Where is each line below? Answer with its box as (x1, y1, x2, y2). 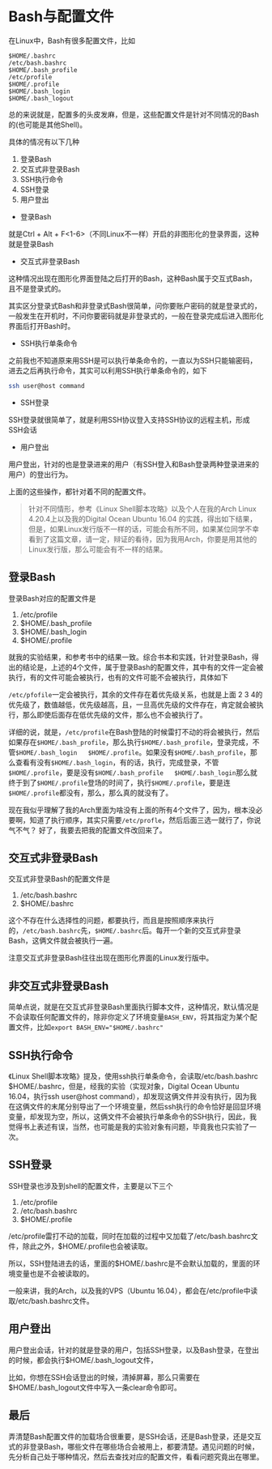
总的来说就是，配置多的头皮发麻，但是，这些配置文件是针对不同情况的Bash (8, 109, 259, 119)
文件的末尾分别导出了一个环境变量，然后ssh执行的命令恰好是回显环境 (29, 1102, 261, 1112)
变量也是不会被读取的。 (15, 1268, 94, 1278)
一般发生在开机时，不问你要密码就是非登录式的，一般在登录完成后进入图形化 (8, 311, 264, 321)
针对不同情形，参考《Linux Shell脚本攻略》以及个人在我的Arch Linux (28, 504, 257, 513)
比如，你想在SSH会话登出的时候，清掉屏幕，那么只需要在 (8, 1372, 201, 1382)
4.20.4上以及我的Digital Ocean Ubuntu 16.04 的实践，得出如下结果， (28, 513, 257, 523)
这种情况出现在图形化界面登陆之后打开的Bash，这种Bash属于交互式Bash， (8, 273, 257, 283)
